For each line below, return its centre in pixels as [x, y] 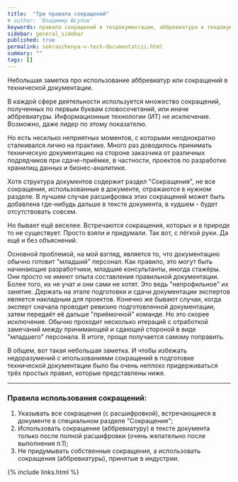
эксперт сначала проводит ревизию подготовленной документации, [112, 306]
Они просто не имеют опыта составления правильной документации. [113, 276]
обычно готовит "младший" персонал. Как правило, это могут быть [110, 261]
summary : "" [25, 54]
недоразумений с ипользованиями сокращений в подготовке [101, 357]
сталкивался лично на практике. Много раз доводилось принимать [110, 145]
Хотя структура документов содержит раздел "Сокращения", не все [112, 181]
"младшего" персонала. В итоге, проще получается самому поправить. [116, 336]
